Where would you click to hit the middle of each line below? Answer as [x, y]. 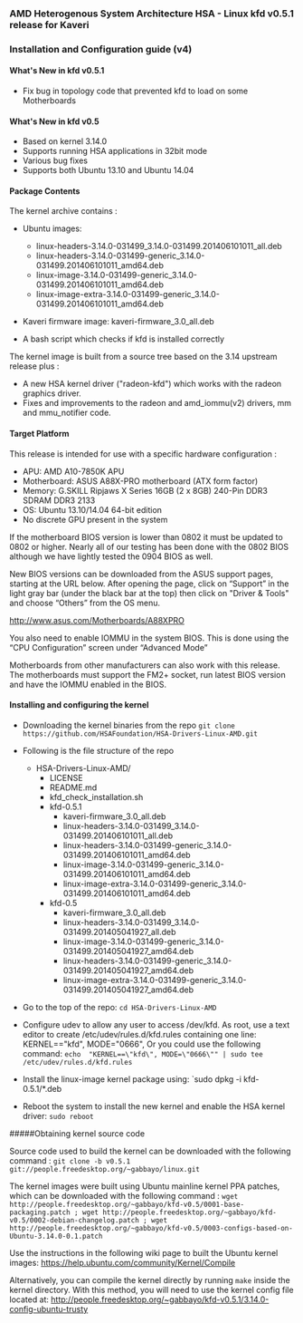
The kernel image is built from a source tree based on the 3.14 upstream [143, 357]
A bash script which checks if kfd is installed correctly [123, 339]
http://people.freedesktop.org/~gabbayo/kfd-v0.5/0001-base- [127, 1204]
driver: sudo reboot [58, 1115]
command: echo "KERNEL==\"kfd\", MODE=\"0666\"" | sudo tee [143, 1053]
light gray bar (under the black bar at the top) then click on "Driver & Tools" [149, 593]
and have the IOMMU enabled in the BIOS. [88, 684]
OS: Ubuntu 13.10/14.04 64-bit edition [92, 509]
